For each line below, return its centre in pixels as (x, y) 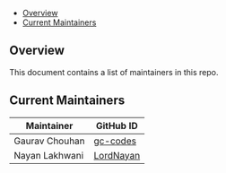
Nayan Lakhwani (49, 155)
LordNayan (117, 155)
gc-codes (115, 141)
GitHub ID (117, 125)
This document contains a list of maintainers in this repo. (114, 72)
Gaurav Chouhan (49, 141)
